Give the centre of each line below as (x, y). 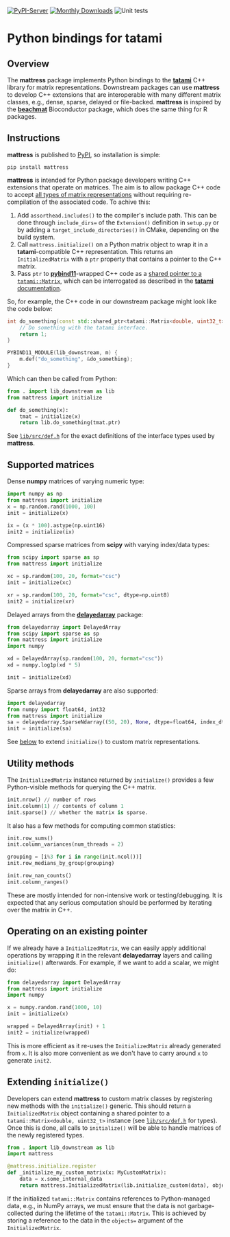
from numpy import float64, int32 (56, 709)
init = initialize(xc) (39, 583)
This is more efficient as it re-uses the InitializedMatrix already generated (114, 1045)
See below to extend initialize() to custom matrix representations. (104, 742)
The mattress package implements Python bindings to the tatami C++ (106, 80)
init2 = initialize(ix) (41, 532)
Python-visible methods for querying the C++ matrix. (82, 787)
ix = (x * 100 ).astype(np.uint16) (56, 525)
